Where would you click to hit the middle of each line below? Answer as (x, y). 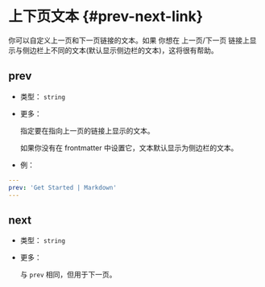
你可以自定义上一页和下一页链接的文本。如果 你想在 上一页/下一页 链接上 (129, 40)
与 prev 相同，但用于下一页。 (68, 275)
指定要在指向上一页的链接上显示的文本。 (87, 130)
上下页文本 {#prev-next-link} (106, 16)
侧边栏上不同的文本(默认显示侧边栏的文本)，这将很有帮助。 (120, 50)
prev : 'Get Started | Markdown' (62, 187)
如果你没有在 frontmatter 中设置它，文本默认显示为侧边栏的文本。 (129, 148)
